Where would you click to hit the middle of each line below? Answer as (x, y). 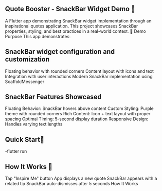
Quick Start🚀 (25, 139)
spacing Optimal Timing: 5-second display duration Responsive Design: (77, 119)
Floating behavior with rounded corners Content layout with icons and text (80, 71)
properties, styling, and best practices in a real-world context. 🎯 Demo (75, 31)
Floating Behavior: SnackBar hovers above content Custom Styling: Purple (80, 108)
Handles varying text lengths (34, 124)
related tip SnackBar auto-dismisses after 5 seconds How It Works (72, 184)
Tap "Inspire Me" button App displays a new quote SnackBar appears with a (81, 178)
